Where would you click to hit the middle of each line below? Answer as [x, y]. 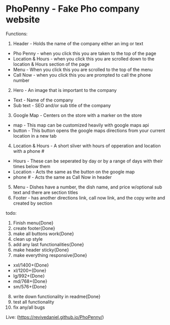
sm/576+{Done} [30, 286]
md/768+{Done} [30, 281]
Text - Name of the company [43, 100]
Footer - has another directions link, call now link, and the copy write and [89, 198]
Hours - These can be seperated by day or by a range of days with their [88, 161]
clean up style [28, 239]
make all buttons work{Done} [44, 234]
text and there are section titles [45, 192]
